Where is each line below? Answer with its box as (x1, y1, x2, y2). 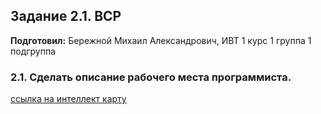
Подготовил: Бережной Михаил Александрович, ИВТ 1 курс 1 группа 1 (10, 34, 312, 46)
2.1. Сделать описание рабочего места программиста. (10, 70, 292, 84)
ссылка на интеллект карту (10, 93, 127, 105)
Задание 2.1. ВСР (10, 8, 122, 25)
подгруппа (10, 45, 57, 57)
